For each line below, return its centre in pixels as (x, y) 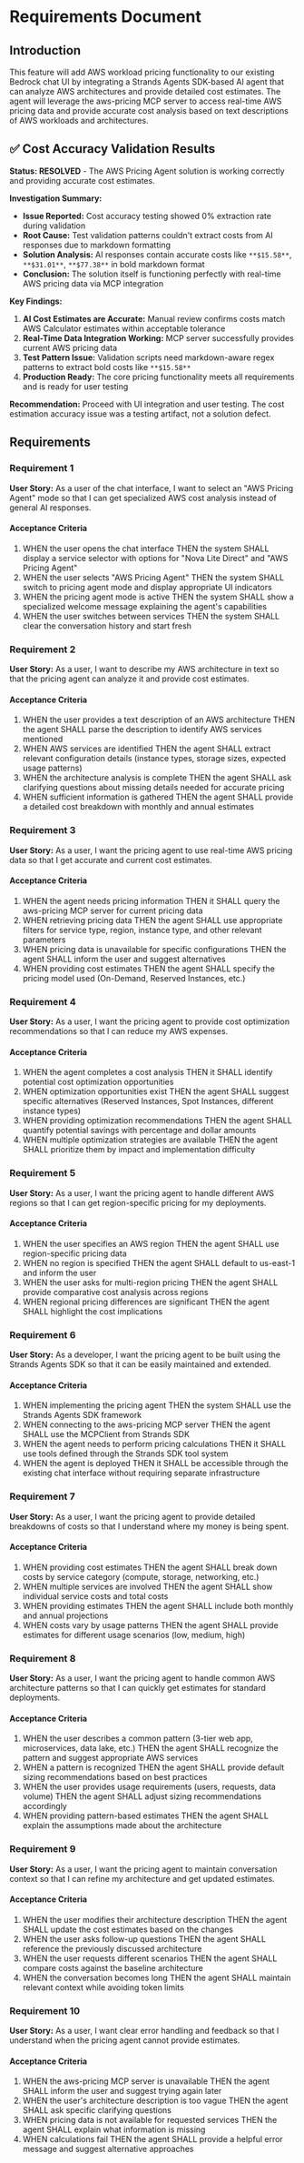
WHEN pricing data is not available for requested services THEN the (150, 2120)
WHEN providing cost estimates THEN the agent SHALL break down (150, 1567)
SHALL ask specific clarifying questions (97, 2110)
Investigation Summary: (56, 198)
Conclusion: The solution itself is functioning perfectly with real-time (152, 274)
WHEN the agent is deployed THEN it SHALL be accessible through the (155, 1464)
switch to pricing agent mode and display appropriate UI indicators (147, 587)
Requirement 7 (42, 1496)
